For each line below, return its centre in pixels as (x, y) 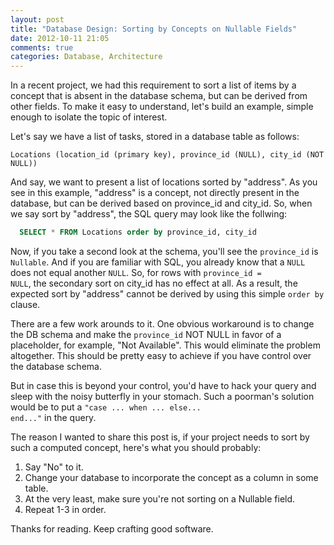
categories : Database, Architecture (86, 57)
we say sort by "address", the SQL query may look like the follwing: (149, 214)
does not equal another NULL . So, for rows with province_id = (136, 272)
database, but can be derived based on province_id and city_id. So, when (161, 203)
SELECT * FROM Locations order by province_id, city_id (138, 232)
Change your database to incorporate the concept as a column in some (171, 477)
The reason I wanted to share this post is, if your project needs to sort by (160, 437)
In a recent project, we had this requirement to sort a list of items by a (153, 85)
